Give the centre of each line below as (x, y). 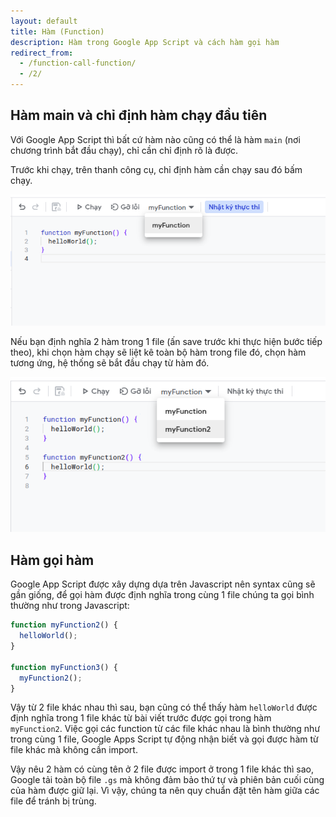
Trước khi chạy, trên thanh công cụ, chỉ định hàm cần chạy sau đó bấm (156, 169)
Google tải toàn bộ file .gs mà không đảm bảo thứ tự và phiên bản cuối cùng (167, 780)
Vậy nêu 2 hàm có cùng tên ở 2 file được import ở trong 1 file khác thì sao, (162, 769)
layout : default (44, 21)
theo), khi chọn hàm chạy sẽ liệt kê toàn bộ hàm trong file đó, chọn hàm (158, 352)
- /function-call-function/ (78, 63)
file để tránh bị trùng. (53, 801)
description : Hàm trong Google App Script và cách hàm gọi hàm (145, 42)
